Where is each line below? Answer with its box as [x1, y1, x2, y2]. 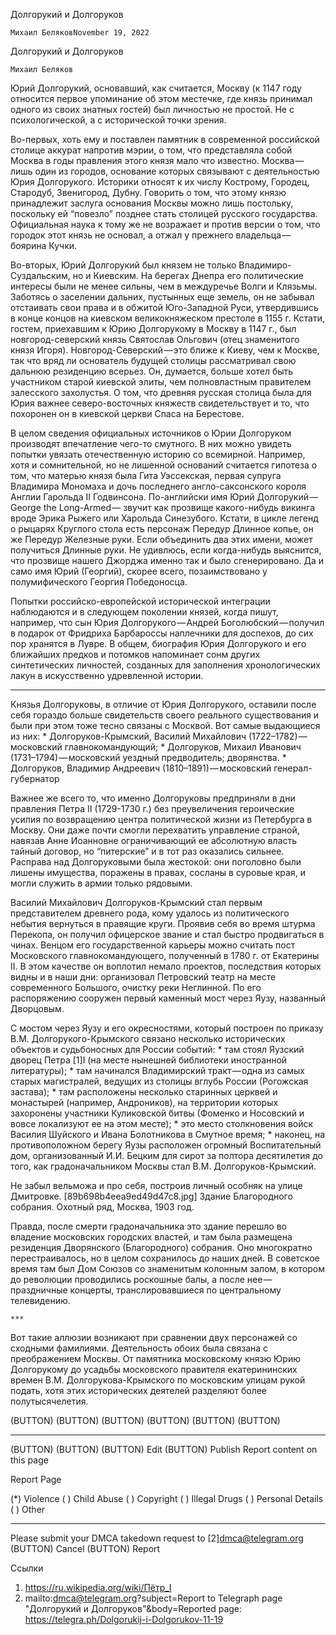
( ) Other [10, 1504, 46, 1515]
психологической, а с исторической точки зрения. [10, 114, 227, 126]
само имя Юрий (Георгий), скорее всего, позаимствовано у [10, 565, 268, 577]
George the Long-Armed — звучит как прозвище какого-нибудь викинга [10, 502, 316, 513]
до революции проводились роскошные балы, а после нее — [10, 1274, 273, 1285]
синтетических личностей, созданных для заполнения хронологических [10, 659, 321, 671]
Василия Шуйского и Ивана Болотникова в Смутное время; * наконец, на [10, 1129, 326, 1140]
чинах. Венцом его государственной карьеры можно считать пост [10, 939, 296, 951]
